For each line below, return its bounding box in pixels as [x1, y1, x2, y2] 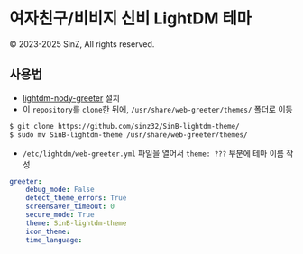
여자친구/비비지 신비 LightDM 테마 [9, 8, 252, 29]
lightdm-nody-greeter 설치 [22, 92, 120, 104]
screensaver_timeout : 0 [25, 202, 115, 212]
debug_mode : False [25, 186, 95, 195]
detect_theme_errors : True [25, 194, 127, 203]
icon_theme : [25, 227, 70, 236]
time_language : [25, 235, 83, 244]
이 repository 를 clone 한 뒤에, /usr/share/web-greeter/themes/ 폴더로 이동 [22, 104, 293, 114]
